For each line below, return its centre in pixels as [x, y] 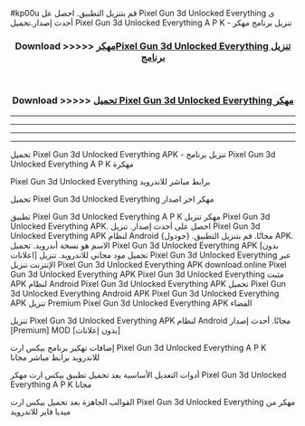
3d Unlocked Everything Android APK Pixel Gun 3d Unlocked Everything [145, 293]
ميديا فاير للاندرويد [41, 412]
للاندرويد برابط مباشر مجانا [55, 357]
